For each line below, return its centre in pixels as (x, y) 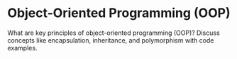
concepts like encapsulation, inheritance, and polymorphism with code (111, 40)
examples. (22, 48)
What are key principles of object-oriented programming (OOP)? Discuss (114, 33)
